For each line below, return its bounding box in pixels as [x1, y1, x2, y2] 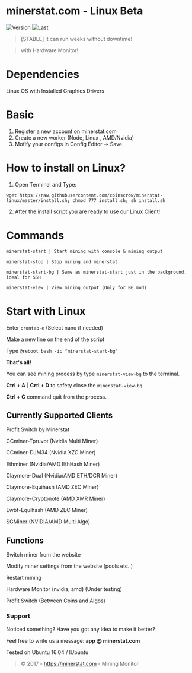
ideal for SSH [6, 274, 41, 280]
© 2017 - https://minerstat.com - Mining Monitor [20, 660, 139, 667]
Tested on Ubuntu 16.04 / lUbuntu [6, 649, 89, 656]
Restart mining [6, 574, 42, 582]
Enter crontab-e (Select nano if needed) [6, 324, 104, 331]
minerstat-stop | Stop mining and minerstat [6, 258, 118, 265]
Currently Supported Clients [6, 410, 113, 421]
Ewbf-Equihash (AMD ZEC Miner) [6, 507, 88, 514]
